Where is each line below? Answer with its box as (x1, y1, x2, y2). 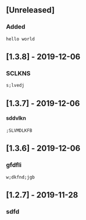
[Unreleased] (6, 5, 55, 15)
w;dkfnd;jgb (6, 174, 35, 180)
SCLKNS (6, 69, 31, 77)
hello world (6, 36, 35, 42)
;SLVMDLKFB (6, 127, 33, 134)
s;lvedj (6, 82, 25, 89)
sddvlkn (6, 114, 26, 122)
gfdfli (6, 161, 22, 169)
